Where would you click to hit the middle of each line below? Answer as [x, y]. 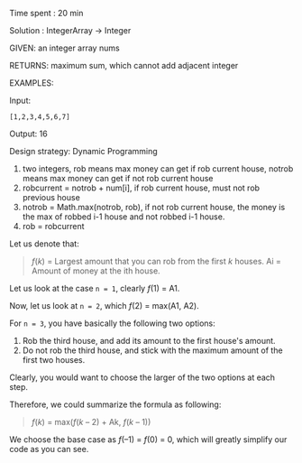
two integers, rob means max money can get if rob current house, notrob [158, 169]
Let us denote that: [44, 244]
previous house [51, 197]
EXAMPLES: [32, 83]
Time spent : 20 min [46, 13]
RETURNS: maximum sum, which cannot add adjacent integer [124, 65]
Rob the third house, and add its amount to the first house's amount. [149, 341]
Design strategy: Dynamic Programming [83, 151]
